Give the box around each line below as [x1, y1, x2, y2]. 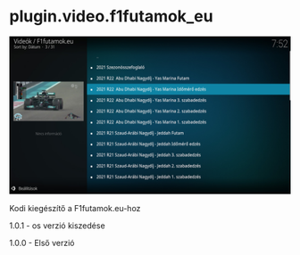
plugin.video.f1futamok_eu [9, 6, 213, 27]
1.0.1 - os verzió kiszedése [9, 220, 105, 231]
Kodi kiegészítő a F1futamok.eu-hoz [9, 203, 141, 214]
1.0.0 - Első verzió [9, 238, 75, 249]
